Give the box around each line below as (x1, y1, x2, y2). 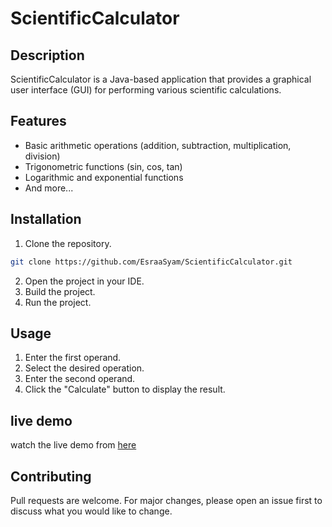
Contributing (10, 468, 92, 485)
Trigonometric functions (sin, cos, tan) (24, 160, 183, 172)
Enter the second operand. (24, 373, 136, 385)
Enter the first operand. (24, 352, 122, 364)
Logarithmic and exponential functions (24, 171, 184, 183)
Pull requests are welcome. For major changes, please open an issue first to (10, 494, 323, 506)
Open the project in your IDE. (24, 275, 145, 287)
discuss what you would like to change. (10, 505, 173, 517)
